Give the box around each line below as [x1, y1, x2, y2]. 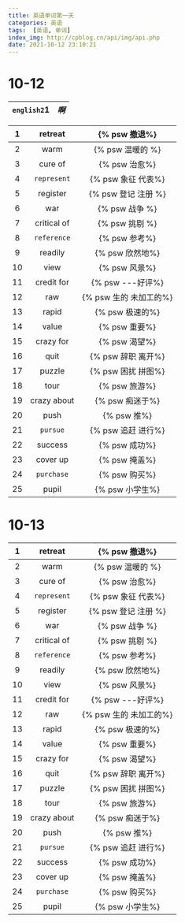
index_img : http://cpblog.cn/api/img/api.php [8, 33, 160, 42]
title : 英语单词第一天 [8, 11, 75, 20]
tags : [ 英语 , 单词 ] [8, 26, 71, 34]
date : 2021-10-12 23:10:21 [8, 41, 97, 49]
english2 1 [12, 104, 50, 115]
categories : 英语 [8, 19, 63, 27]
